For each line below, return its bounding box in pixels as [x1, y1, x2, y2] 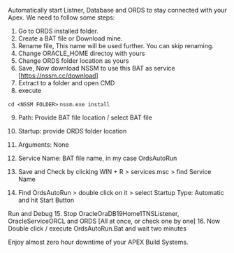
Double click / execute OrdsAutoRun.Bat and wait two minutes [8, 224, 187, 233]
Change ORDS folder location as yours [17, 57, 129, 65]
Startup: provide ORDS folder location [17, 127, 127, 135]
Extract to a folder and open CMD [17, 79, 115, 87]
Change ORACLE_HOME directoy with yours [17, 49, 145, 57]
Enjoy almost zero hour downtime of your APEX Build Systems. [8, 238, 189, 246]
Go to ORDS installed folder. [17, 27, 98, 35]
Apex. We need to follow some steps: [8, 13, 115, 22]
